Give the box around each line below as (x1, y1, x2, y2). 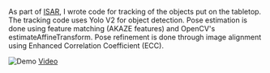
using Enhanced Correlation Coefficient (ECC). (8, 41, 165, 51)
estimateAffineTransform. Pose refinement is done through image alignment (8, 32, 262, 42)
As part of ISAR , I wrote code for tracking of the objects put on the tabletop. (8, 7, 262, 16)
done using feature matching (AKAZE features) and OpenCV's (8, 24, 216, 33)
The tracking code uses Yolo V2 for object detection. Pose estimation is (8, 15, 248, 25)
